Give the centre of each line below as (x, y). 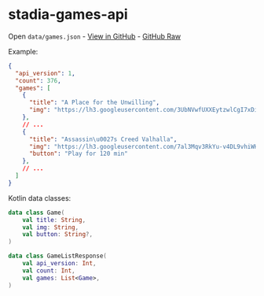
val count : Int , (49, 270)
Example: (23, 51)
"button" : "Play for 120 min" (78, 154)
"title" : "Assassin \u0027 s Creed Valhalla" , (103, 139)
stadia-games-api (68, 15)
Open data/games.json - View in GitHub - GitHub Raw (95, 36)
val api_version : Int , (59, 264)
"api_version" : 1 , (46, 73)
